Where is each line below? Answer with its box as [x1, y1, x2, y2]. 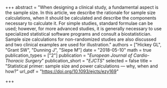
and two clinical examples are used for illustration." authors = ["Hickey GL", [5, 42, 162, 47]
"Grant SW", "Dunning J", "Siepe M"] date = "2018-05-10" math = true [5, 47, 152, 53]
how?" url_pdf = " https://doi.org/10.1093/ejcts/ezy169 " [5, 68, 119, 74]
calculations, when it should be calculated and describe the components [5, 15, 157, 21]
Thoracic [5, 58, 24, 63]
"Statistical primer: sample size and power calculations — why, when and [5, 63, 158, 69]
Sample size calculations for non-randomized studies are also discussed [5, 36, 157, 42]
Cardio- [133, 52, 150, 58]
